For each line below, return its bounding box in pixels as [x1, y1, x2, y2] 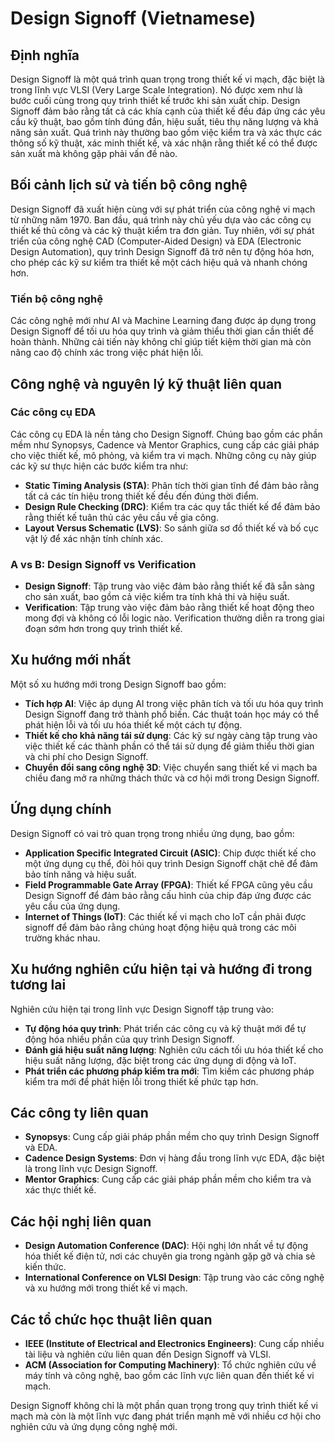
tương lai [10, 977, 67, 994]
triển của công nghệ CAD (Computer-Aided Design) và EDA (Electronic [10, 235, 302, 247]
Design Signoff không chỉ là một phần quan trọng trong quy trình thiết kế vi [10, 1399, 318, 1411]
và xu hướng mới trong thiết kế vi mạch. [24, 1282, 188, 1294]
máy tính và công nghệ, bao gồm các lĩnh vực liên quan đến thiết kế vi [24, 1369, 315, 1381]
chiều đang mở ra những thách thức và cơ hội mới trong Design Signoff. [24, 772, 320, 784]
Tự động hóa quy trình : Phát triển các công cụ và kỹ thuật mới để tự [24, 1022, 307, 1034]
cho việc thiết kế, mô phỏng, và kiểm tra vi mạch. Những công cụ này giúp [10, 449, 317, 461]
